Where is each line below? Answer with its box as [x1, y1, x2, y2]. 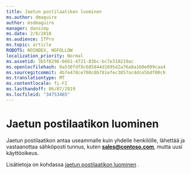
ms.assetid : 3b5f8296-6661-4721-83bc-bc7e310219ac [6, 58, 134, 64]
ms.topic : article [6, 42, 52, 48]
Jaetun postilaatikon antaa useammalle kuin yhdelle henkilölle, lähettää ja [6, 137, 185, 144]
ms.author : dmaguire [6, 14, 58, 20]
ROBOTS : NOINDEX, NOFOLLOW [6, 48, 73, 53]
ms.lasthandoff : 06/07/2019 [6, 86, 76, 92]
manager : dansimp [6, 25, 49, 31]
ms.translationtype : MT [6, 75, 65, 81]
